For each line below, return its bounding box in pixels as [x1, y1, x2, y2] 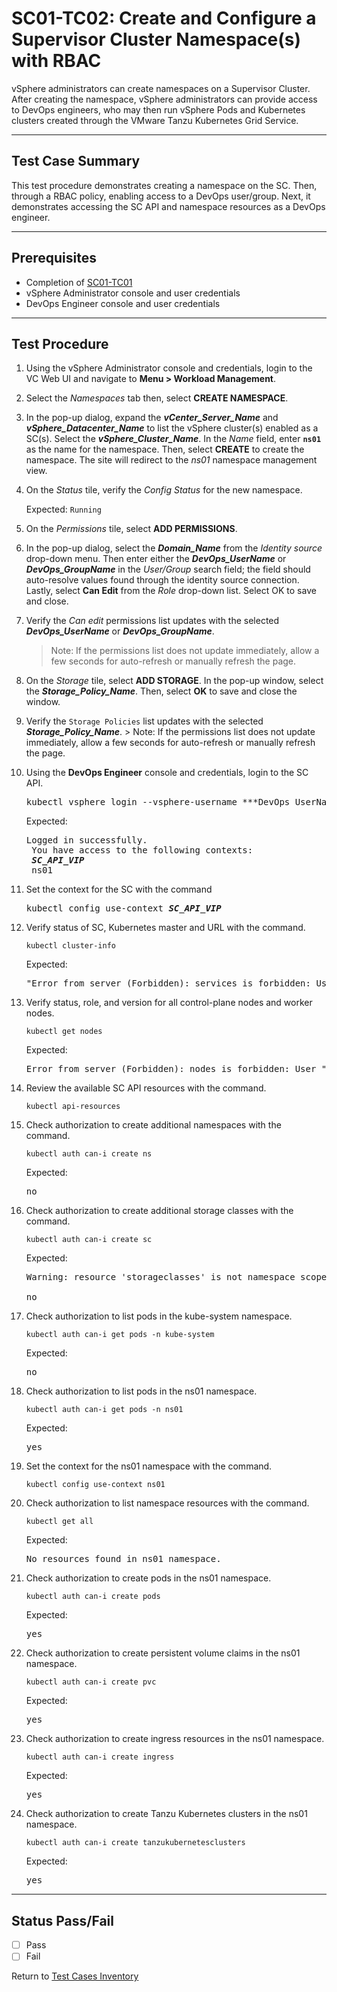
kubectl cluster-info [25, 941, 116, 951]
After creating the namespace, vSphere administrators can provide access [11, 93, 318, 105]
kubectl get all [25, 1517, 94, 1527]
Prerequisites [11, 250, 97, 267]
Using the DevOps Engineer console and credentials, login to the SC [25, 767, 309, 779]
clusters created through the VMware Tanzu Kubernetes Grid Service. [11, 114, 299, 126]
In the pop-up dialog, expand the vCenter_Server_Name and [25, 412, 279, 424]
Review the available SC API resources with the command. [25, 1082, 267, 1094]
